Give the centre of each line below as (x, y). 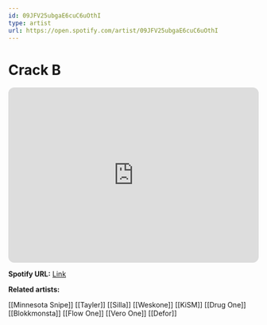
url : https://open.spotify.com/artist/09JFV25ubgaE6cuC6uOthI (113, 30)
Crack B (35, 70)
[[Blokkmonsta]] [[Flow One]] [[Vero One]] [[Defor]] (93, 313)
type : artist (30, 23)
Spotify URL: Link (37, 274)
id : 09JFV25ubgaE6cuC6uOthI (55, 16)
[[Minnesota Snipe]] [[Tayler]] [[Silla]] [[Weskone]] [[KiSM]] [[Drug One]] (127, 305)
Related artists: (34, 290)
